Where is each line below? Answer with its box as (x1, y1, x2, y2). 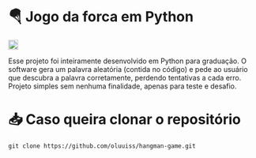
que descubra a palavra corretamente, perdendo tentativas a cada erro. (8, 73, 242, 82)
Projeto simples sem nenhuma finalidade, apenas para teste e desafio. (8, 81, 237, 91)
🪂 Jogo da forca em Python (8, 8, 194, 26)
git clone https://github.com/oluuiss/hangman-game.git (8, 141, 196, 150)
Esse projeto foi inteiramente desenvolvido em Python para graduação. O (8, 56, 247, 66)
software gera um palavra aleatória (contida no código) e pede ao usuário (8, 64, 248, 73)
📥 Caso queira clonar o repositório (8, 111, 241, 129)
